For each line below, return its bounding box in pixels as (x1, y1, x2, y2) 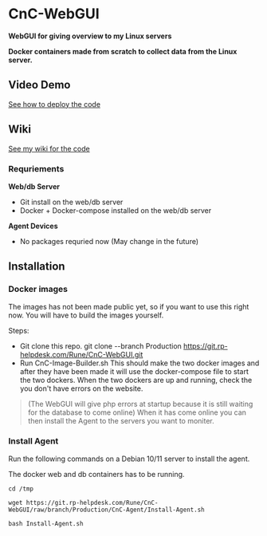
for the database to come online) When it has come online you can (27, 408, 247, 417)
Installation (8, 260, 65, 274)
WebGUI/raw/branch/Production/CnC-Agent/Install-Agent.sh (8, 506, 205, 514)
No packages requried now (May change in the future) (19, 236, 199, 246)
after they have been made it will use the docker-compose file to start (19, 366, 249, 376)
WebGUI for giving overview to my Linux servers (8, 31, 172, 41)
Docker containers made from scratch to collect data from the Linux (8, 46, 238, 56)
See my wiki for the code (8, 144, 90, 153)
